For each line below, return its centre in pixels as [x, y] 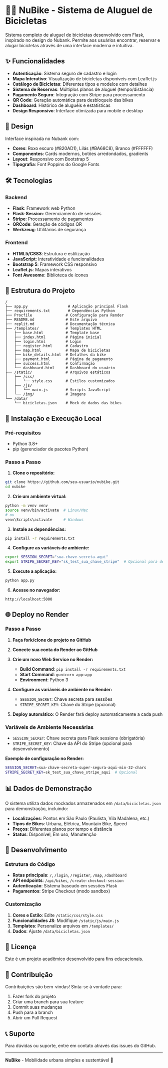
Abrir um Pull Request [35, 1018]
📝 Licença [21, 947]
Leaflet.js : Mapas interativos [42, 269]
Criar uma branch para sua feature [48, 1002]
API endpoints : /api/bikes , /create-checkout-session [68, 880]
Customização [23, 904]
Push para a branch [33, 1012]
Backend [16, 197]
